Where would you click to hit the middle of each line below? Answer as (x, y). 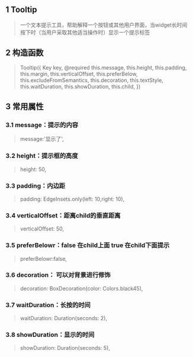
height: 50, (33, 169)
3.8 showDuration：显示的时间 (50, 335)
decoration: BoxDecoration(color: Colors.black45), (81, 288)
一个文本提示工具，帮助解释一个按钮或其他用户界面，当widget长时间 (104, 25)
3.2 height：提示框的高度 (42, 156)
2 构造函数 (25, 53)
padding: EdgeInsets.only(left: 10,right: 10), (72, 199)
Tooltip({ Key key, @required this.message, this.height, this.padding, (103, 67)
